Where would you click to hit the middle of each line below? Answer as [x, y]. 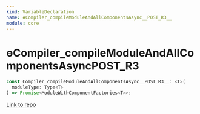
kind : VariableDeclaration [40, 12]
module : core [23, 23]
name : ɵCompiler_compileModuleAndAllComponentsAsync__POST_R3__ [89, 17]
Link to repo [21, 104]
